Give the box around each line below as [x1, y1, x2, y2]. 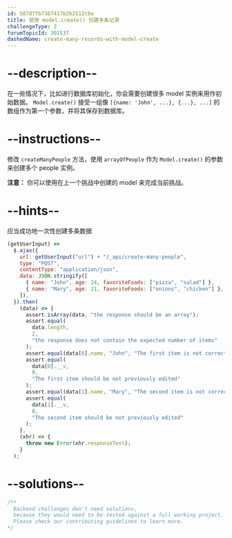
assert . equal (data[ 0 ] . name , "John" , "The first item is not [25, 350, 202, 357]
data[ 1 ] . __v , [32, 401, 70, 408]
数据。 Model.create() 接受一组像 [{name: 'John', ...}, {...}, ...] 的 [12, 98, 220, 106]
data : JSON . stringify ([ [19, 272, 88, 280]
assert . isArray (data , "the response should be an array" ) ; [25, 311, 199, 318]
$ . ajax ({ [13, 247, 39, 254]
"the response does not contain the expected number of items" [32, 337, 217, 344]
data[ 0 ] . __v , [32, 362, 70, 370]
